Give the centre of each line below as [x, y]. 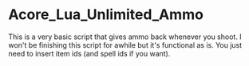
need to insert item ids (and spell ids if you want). [89, 53]
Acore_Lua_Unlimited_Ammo [106, 15]
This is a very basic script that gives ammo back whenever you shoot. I [125, 37]
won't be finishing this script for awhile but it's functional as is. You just [125, 45]
